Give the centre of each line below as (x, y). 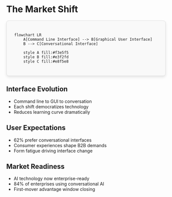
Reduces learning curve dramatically (52, 112)
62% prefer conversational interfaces (53, 140)
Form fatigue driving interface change (53, 151)
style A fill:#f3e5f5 (46, 52)
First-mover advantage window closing (54, 189)
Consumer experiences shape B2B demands (60, 145)
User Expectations (36, 128)
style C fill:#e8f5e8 (46, 61)
